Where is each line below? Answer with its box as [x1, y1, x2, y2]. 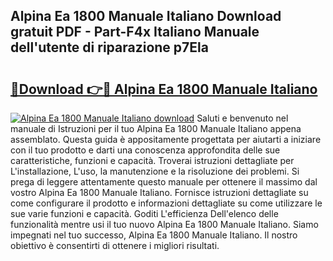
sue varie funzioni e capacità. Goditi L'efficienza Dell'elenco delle [10, 208, 279, 219]
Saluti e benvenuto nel [196, 112, 289, 124]
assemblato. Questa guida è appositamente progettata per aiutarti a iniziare [10, 134, 322, 145]
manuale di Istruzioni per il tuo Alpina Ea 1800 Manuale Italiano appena [10, 123, 302, 134]
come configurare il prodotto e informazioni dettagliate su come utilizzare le [10, 197, 323, 209]
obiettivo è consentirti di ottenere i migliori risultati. [10, 240, 220, 251]
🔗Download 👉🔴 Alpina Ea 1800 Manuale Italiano [10, 80, 318, 98]
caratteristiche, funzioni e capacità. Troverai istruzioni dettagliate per [10, 155, 295, 166]
